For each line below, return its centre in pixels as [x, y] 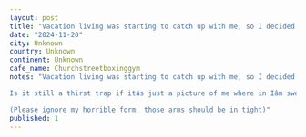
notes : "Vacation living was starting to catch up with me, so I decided [153, 77]
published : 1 [34, 118]
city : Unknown [36, 43]
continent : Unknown [46, 60]
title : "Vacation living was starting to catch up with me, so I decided [153, 26]
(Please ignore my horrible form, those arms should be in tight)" [140, 110]
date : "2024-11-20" [46, 34]
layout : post [34, 18]
